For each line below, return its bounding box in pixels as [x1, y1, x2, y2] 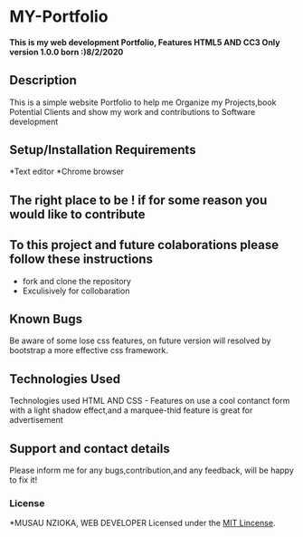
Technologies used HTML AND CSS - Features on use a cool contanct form [9, 396, 290, 407]
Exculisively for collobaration [22, 285, 130, 296]
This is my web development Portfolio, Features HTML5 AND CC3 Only [9, 36, 280, 47]
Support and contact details [9, 441, 170, 456]
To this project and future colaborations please [9, 237, 279, 253]
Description [9, 72, 77, 88]
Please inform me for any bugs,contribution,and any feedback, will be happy [9, 465, 294, 476]
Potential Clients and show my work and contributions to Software [9, 106, 256, 117]
